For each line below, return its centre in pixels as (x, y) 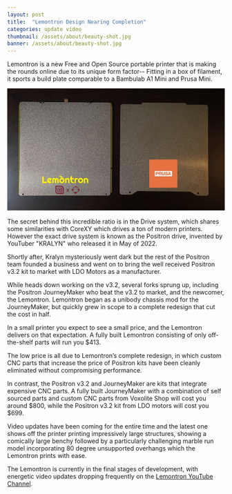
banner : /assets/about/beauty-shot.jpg (65, 44)
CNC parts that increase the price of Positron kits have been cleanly (104, 363)
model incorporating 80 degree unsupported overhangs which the (101, 448)
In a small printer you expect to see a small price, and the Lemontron (105, 328)
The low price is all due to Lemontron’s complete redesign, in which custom (115, 356)
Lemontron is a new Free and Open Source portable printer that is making (112, 64)
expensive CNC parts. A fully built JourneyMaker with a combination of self (114, 391)
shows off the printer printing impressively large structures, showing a (107, 434)
